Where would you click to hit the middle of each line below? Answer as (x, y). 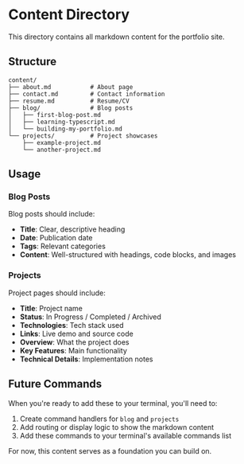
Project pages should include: (57, 293)
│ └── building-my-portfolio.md (66, 129)
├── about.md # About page (71, 87)
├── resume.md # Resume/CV (69, 101)
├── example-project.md (62, 142)
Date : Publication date (56, 238)
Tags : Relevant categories (62, 246)
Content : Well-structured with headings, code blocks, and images (128, 255)
